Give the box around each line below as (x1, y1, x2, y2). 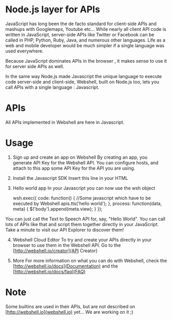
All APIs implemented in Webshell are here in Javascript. (5, 119, 125, 125)
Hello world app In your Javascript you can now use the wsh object (12, 185, 156, 191)
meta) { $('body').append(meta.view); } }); (12, 205, 103, 212)
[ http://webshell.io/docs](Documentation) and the (12, 263, 118, 269)
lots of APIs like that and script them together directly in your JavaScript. (5, 221, 159, 227)
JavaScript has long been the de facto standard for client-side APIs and (5, 21, 157, 27)
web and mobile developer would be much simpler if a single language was (5, 42, 165, 48)
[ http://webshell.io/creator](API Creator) (12, 248, 98, 254)
